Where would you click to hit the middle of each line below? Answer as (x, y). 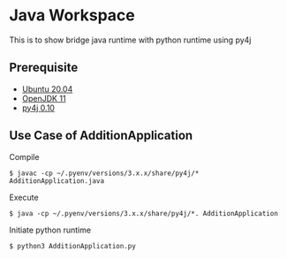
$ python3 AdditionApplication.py (73, 246)
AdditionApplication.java (57, 181)
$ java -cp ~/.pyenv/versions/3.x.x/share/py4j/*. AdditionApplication (143, 213)
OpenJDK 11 (44, 98)
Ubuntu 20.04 (47, 88)
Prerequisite (44, 68)
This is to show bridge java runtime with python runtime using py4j (130, 40)
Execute (24, 197)
